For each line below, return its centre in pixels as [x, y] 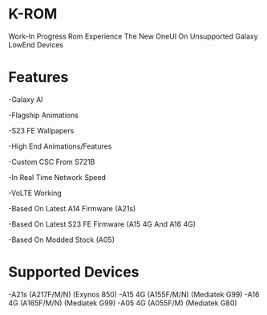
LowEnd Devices [36, 44]
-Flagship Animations [43, 115]
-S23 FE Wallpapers [41, 130]
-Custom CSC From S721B [52, 162]
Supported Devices [74, 272]
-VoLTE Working [35, 193]
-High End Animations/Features [60, 146]
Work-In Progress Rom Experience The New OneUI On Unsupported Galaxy [133, 36]
